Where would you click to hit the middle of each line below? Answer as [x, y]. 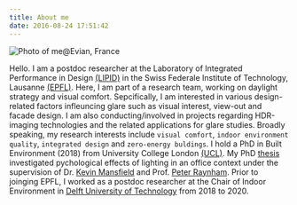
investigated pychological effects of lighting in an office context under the [144, 162]
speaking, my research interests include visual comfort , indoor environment [149, 134]
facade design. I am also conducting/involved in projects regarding [131, 115]
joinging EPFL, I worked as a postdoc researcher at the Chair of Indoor [138, 181]
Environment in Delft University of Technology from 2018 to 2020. [129, 191]
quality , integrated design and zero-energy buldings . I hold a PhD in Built [145, 144]
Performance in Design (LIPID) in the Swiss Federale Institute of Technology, [149, 77]
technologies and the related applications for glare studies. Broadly [163, 124]
